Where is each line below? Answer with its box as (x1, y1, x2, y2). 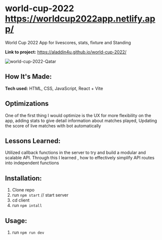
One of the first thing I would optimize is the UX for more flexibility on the (5, 112, 152, 118)
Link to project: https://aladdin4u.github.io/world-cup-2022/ (5, 49, 126, 55)
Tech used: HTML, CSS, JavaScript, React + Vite (5, 86, 103, 91)
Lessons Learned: (5, 137, 61, 145)
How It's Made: (5, 72, 52, 81)
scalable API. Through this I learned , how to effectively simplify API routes (5, 155, 155, 161)
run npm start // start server (12, 192, 69, 198)
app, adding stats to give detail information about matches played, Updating (5, 118, 157, 123)
